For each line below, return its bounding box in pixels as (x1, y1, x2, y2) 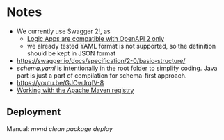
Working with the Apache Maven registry (16, 86, 134, 94)
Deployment (6, 106, 61, 118)
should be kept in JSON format (26, 49, 116, 58)
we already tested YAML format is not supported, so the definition (26, 42, 216, 50)
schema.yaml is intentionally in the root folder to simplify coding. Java (16, 64, 218, 72)
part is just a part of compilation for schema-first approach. (16, 71, 187, 80)
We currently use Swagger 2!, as (16, 27, 111, 35)
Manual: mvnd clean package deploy (6, 124, 113, 132)
